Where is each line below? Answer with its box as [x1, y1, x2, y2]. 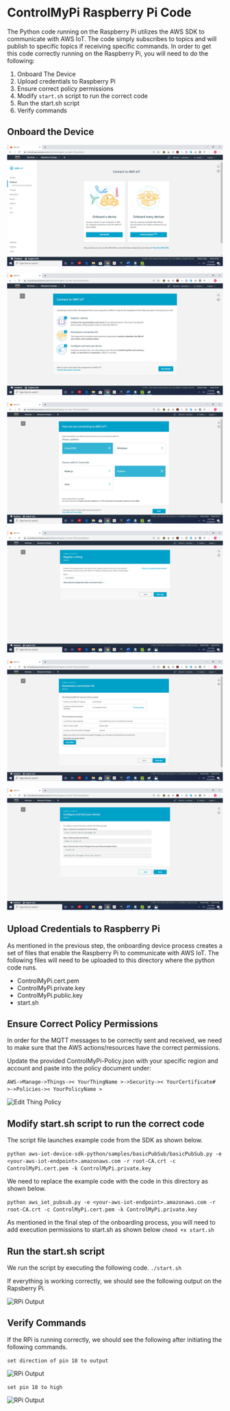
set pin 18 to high [7, 1384, 63, 1390]
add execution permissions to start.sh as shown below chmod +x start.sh [7, 1225, 214, 1234]
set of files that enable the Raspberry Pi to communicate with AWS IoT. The [7, 948, 219, 957]
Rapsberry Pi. [7, 1284, 46, 1292]
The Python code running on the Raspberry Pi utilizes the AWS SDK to [7, 27, 205, 36]
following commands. [7, 1342, 68, 1351]
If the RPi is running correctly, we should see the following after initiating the [7, 1335, 222, 1344]
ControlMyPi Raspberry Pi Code [7, 5, 192, 21]
